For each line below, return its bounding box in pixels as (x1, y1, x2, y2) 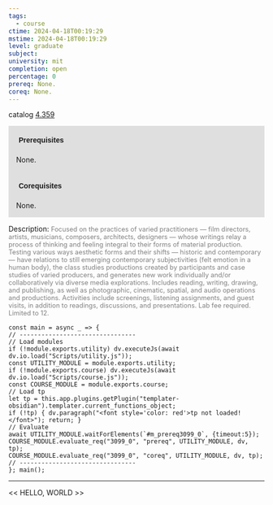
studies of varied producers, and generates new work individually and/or (8, 271, 232, 280)
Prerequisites (19, 136, 64, 145)
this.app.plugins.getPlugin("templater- (41, 395, 180, 403)
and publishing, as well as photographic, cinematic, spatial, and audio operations (8, 286, 256, 295)
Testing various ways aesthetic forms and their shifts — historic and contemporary (8, 248, 262, 257)
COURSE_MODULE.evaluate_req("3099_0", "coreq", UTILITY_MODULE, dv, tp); (8, 452, 264, 460)
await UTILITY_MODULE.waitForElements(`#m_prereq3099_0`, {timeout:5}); (8, 430, 260, 439)
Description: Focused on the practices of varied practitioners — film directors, (8, 224, 251, 234)
